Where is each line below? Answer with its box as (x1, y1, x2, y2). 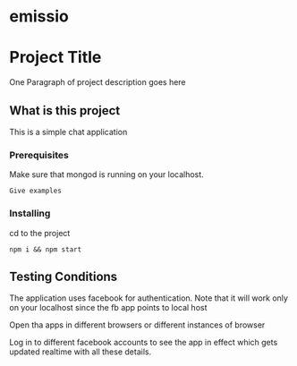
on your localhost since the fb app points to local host (9, 302, 208, 313)
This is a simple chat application (9, 126, 128, 137)
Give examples (9, 186, 63, 196)
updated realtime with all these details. (9, 346, 152, 357)
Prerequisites (9, 149, 69, 161)
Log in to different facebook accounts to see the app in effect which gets (9, 337, 278, 348)
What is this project (9, 103, 121, 118)
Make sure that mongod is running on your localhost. (9, 169, 204, 180)
